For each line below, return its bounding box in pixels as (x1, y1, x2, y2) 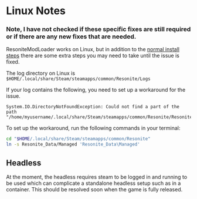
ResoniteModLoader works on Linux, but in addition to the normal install (6, 46, 180, 53)
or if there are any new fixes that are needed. (6, 32, 137, 41)
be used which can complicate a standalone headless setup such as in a (6, 180, 181, 187)
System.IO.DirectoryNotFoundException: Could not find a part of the (6, 104, 180, 110)
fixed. (6, 58, 20, 65)
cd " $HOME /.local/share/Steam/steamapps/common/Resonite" (6, 136, 151, 142)
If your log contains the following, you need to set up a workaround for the (6, 87, 186, 94)
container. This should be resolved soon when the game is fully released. (6, 186, 183, 193)
